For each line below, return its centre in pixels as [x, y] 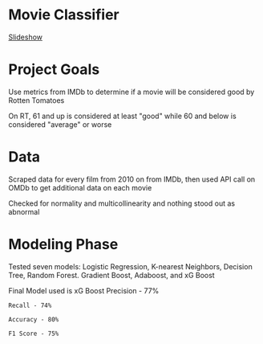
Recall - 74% [30, 305]
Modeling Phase [63, 244]
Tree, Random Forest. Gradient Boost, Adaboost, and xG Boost [111, 275]
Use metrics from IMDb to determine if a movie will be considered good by [131, 92]
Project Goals [54, 70]
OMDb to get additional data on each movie [80, 187]
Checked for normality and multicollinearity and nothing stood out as [121, 203]
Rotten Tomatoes [36, 100]
